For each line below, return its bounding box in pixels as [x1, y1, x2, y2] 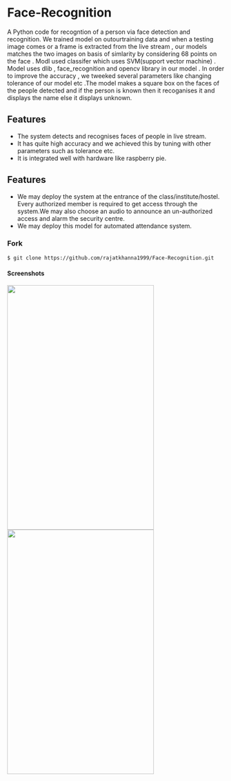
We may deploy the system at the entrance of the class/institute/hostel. [17, 192, 220, 201]
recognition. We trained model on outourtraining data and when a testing [7, 34, 214, 43]
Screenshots [7, 269, 45, 277]
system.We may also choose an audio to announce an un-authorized [17, 207, 213, 215]
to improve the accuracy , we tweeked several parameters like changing [7, 71, 212, 80]
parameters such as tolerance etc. [17, 146, 115, 155]
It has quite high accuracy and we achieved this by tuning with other [17, 139, 212, 148]
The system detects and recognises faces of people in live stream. [17, 132, 207, 140]
